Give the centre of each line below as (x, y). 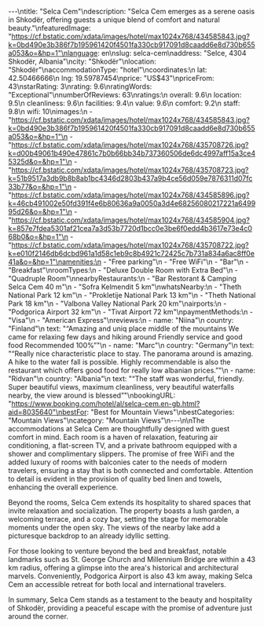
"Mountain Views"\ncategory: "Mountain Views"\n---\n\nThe (106, 420)
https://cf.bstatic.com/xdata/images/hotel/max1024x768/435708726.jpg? (130, 145)
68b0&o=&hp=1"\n (38, 236)
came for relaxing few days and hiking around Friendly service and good (125, 337)
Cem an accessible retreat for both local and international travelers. (117, 584)
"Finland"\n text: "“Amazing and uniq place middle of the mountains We (124, 328)
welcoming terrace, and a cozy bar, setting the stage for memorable (118, 519)
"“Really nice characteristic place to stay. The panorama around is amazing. (131, 354)
